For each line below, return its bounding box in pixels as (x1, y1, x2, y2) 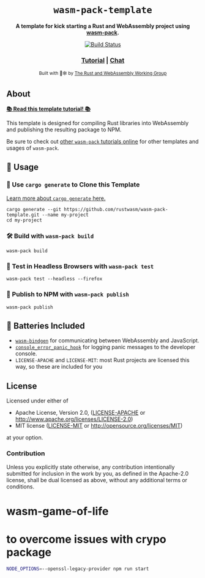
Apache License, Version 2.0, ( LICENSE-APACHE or (15, 409, 146, 417)
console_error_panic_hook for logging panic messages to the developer (15, 344, 196, 351)
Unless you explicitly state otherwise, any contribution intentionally (6, 463, 175, 471)
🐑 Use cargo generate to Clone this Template (6, 180, 140, 189)
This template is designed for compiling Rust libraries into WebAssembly (6, 120, 189, 127)
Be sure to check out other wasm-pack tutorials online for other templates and (6, 138, 199, 145)
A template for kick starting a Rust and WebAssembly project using (15, 22, 190, 29)
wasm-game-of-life (6, 504, 109, 518)
